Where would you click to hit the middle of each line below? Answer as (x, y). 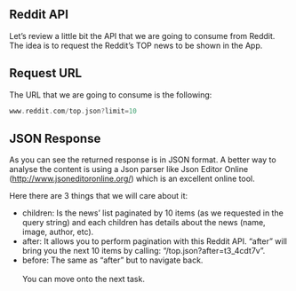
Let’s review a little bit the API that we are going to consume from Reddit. (142, 35)
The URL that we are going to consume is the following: (111, 94)
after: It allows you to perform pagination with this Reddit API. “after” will (154, 241)
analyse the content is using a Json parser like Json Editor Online (129, 169)
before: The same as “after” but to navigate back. (112, 260)
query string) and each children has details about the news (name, (144, 223)
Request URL (46, 73)
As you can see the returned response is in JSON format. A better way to (143, 160)
